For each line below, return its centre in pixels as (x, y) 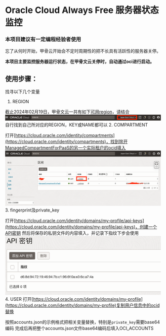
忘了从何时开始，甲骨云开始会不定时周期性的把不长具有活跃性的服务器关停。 (83, 51)
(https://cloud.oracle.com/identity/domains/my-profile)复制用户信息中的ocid (83, 305)
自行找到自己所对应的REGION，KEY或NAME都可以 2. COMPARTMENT (77, 125)
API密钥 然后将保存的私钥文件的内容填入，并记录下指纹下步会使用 (72, 233)
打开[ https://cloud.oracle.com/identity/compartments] (60, 135)
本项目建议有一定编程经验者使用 (43, 39)
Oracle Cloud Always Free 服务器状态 (82, 10)
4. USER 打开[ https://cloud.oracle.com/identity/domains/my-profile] (74, 299)
